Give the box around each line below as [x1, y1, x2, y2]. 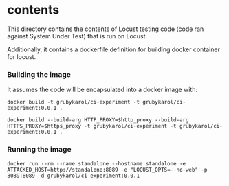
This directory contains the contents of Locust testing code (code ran [7, 25, 204, 33]
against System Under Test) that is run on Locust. [7, 32, 148, 40]
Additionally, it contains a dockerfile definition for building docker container [7, 45, 220, 54]
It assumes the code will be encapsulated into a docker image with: [7, 85, 198, 94]
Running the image [7, 145, 72, 154]
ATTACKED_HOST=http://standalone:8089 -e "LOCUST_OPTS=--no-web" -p [7, 166, 208, 173]
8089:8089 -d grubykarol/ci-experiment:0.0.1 [7, 172, 140, 179]
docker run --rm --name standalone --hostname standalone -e [7, 160, 186, 167]
